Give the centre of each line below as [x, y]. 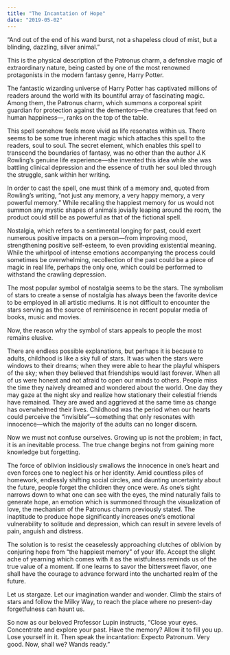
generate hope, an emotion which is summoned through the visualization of [114, 502]
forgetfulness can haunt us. [46, 609]
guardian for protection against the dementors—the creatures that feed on [112, 110]
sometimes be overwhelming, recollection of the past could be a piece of [111, 259]
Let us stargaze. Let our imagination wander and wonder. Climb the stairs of [114, 594]
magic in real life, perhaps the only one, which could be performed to [105, 267]
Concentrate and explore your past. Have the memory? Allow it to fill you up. [115, 630]
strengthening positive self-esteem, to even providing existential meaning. [112, 245]
